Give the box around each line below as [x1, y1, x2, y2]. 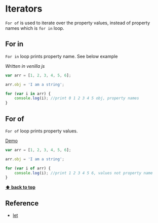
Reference [5, 199, 39, 207]
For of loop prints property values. [5, 127, 78, 134]
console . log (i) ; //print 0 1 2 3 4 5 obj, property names [14, 96, 139, 101]
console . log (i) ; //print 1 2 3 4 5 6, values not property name [14, 170, 153, 175]
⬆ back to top [5, 184, 35, 190]
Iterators [5, 3, 43, 15]
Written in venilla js [5, 63, 45, 69]
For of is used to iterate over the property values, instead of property [5, 20, 150, 26]
